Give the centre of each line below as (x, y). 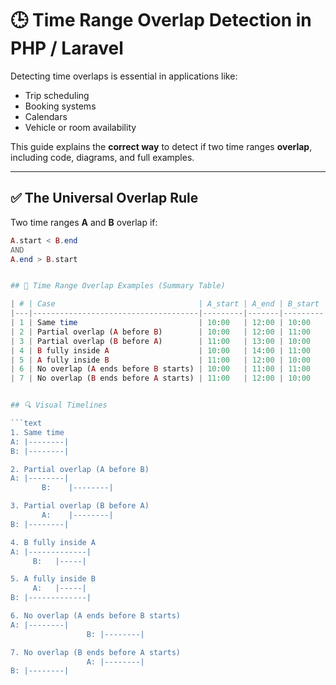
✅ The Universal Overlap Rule (104, 198)
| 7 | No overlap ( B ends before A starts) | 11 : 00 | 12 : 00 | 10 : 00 (160, 378)
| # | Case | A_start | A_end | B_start (165, 304)
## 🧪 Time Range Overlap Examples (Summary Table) (118, 286)
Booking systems (60, 106)
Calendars (46, 116)
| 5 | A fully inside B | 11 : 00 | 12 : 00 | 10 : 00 (160, 360)
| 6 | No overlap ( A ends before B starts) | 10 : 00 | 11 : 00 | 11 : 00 (160, 369)
